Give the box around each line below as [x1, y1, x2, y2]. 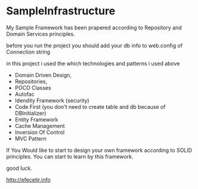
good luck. [6, 164, 33, 172]
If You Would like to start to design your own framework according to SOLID [6, 147, 193, 154]
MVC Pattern [14, 135, 47, 142]
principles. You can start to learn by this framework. [6, 153, 134, 160]
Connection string [6, 48, 51, 55]
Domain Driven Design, [14, 71, 72, 78]
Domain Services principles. [6, 30, 76, 37]
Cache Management [14, 122, 65, 129]
